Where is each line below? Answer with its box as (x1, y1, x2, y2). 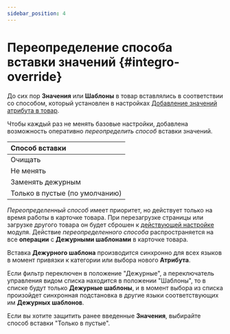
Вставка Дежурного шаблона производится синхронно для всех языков (7, 248, 222, 256)
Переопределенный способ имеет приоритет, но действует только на (7, 205, 213, 214)
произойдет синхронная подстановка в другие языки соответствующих (7, 291, 219, 299)
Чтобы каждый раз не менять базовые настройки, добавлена (7, 120, 189, 128)
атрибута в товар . (7, 106, 60, 114)
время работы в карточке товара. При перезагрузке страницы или (7, 213, 204, 221)
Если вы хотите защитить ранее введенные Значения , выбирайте (7, 311, 201, 320)
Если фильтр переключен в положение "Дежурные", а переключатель (7, 269, 215, 277)
